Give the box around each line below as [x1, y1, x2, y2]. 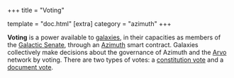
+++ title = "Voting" [7, 6, 65, 14]
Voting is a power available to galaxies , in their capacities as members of [7, 33, 221, 41]
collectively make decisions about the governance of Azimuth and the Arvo [7, 48, 227, 56]
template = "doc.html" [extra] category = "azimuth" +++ [7, 20, 172, 27]
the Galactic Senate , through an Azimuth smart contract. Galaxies [7, 41, 199, 48]
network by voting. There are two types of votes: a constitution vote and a [7, 56, 224, 64]
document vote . [7, 63, 54, 71]
